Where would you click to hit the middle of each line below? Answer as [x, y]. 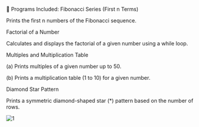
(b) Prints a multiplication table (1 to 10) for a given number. [78, 78]
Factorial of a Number [33, 32]
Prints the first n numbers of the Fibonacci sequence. [71, 20]
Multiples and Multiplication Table [47, 55]
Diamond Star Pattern [33, 89]
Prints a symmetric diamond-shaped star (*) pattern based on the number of [100, 101]
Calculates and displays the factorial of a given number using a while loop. [97, 43]
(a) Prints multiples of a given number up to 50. [64, 66]
